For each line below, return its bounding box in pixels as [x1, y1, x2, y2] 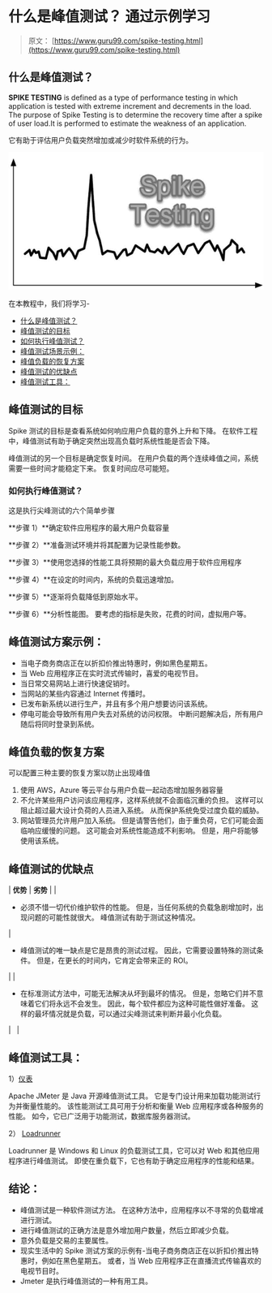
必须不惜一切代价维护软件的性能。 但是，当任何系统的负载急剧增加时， [19, 903, 257, 912]
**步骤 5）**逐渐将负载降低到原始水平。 [8, 592, 143, 601]
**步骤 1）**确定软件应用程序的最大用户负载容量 [8, 523, 170, 532]
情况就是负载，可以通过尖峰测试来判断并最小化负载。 [48, 1009, 227, 1019]
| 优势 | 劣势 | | [8, 886, 57, 895]
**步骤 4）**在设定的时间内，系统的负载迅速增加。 [8, 574, 179, 584]
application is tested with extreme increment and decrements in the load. [8, 101, 252, 110]
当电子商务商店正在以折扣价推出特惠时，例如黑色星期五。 [19, 658, 212, 668]
